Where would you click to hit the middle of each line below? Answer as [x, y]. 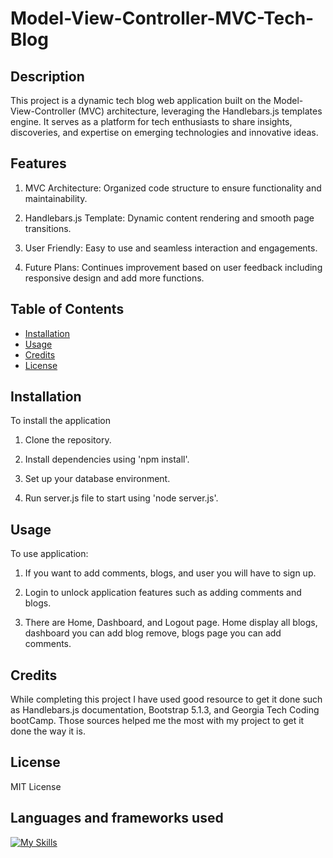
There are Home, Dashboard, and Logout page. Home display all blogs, [171, 623]
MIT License [36, 786]
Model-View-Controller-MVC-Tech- [162, 18]
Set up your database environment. [97, 479]
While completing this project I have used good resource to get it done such [166, 699]
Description [47, 76]
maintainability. [56, 198]
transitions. [48, 228]
